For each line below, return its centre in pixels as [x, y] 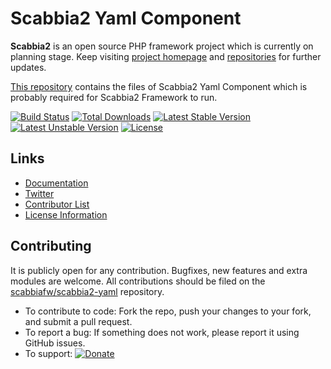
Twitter [39, 193]
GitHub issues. [55, 343]
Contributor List [57, 204]
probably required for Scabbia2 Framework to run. [114, 97]
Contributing [51, 246]
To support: [48, 353]
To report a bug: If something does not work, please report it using [162, 332]
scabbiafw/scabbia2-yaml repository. [87, 291]
